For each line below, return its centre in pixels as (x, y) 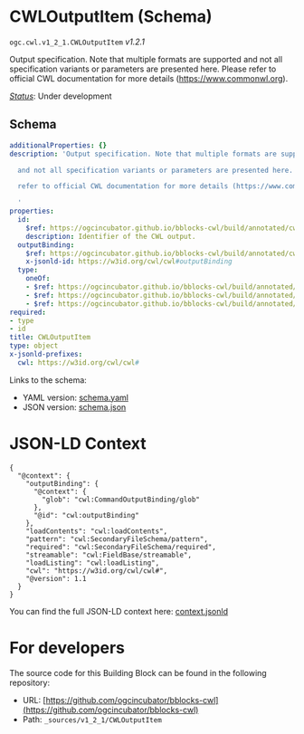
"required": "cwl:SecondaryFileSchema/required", (121, 547)
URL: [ (34, 700)
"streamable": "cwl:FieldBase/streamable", (109, 555)
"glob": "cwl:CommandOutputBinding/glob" (121, 500)
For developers (67, 648)
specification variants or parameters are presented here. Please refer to (143, 69)
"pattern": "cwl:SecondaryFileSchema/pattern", (117, 539)
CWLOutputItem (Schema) (111, 17)
